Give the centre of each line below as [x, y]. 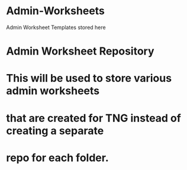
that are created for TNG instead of [94, 118]
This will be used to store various [89, 78]
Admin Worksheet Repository [80, 51]
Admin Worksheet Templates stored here [56, 27]
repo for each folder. [57, 158]
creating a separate [55, 131]
